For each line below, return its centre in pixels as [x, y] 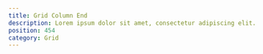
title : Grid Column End [48, 15]
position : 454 [32, 30]
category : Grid [34, 38]
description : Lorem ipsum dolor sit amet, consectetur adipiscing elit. [132, 23]
